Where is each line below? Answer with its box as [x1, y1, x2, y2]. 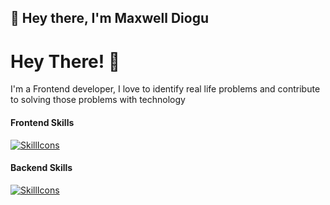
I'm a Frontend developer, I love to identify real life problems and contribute [10, 83, 321, 95]
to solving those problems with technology [10, 94, 186, 106]
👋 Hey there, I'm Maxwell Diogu [10, 10, 209, 27]
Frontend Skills [10, 116, 75, 128]
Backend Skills [10, 162, 73, 174]
